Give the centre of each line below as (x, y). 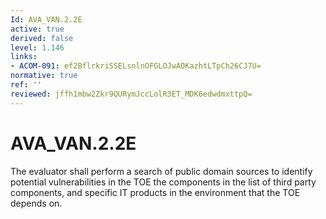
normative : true (44, 76)
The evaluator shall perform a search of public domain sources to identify (161, 171)
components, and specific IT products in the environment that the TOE (155, 192)
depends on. (36, 203)
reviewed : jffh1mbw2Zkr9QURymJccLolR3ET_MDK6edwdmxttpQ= (131, 94)
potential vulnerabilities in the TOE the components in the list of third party (163, 182)
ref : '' (26, 85)
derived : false (42, 38)
